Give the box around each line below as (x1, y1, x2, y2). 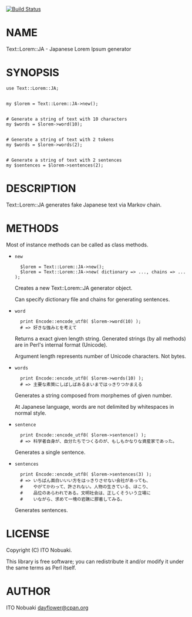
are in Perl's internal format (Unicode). (14, 341, 107, 348)
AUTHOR (6, 584, 51, 598)
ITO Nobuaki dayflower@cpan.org (6, 604, 89, 611)
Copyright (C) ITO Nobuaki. (6, 546, 72, 554)
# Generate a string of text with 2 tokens (6, 137, 114, 143)
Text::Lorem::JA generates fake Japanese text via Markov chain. (6, 201, 162, 208)
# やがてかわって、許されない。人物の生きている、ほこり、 (20, 484, 151, 490)
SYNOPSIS (6, 66, 60, 79)
